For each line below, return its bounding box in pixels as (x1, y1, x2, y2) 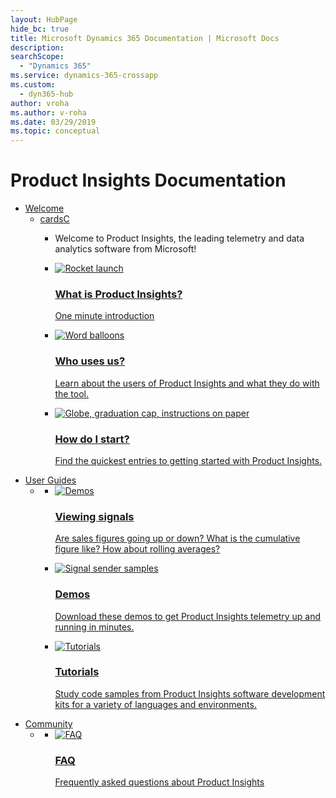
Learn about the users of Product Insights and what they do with (54, 377, 320, 389)
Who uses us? (54, 354, 126, 368)
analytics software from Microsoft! (54, 243, 197, 255)
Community (24, 717, 73, 730)
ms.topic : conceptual (10, 126, 101, 136)
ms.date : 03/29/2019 (10, 117, 97, 127)
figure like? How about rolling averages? (54, 543, 221, 555)
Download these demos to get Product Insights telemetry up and (54, 610, 322, 622)
